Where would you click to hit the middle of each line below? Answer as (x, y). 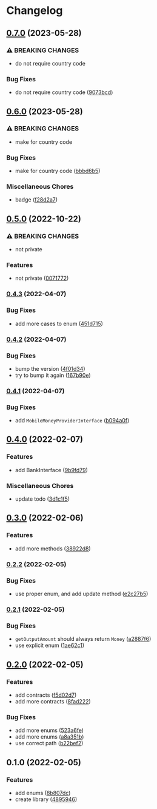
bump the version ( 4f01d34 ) (50, 368)
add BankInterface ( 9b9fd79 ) (51, 470)
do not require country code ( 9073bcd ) (64, 92)
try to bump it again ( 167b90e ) (53, 375)
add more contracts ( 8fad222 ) (53, 701)
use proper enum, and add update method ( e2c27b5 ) (82, 594)
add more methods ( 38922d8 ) (53, 548)
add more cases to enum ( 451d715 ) (59, 323)
